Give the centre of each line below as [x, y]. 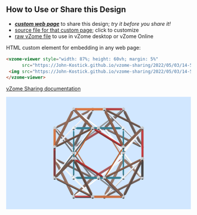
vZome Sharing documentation [43, 89]
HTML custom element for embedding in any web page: [74, 47]
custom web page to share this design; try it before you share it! [93, 23]
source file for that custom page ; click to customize [77, 30]
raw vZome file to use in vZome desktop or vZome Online [84, 36]
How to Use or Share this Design [66, 10]
